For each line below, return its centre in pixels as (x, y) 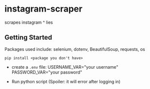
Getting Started (28, 37)
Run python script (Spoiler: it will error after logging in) (66, 81)
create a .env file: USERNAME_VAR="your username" (65, 67)
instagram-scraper (44, 9)
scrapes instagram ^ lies (29, 22)
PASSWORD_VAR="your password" (47, 72)
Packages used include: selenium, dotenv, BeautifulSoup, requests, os (75, 49)
